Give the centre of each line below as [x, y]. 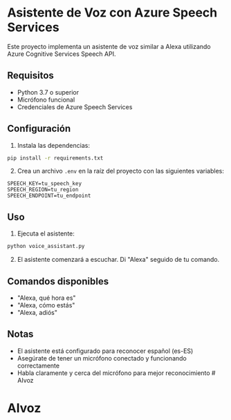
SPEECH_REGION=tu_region [43, 190]
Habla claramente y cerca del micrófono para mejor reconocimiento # [116, 373]
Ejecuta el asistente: [46, 233]
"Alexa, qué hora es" [46, 298]
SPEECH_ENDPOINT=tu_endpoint [49, 196]
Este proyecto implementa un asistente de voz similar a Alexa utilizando [109, 46]
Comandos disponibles [58, 281]
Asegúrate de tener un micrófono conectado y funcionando [102, 358]
